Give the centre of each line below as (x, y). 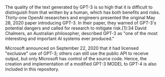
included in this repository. (32, 69)
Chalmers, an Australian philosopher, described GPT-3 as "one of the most (81, 33)
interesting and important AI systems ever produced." (60, 38)
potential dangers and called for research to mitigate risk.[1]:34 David (76, 28)
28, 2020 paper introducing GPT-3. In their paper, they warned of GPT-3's (81, 23)
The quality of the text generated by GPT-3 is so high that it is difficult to (79, 7)
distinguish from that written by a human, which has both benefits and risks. (83, 12)
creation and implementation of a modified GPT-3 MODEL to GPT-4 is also (81, 64)
